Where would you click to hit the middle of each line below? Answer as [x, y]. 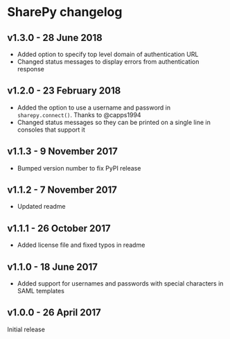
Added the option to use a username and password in [94, 107]
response [31, 69]
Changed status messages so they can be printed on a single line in [114, 122]
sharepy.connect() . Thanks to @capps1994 [79, 114]
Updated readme [41, 207]
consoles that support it [51, 130]
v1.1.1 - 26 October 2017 [59, 228]
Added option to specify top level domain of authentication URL [108, 54]
